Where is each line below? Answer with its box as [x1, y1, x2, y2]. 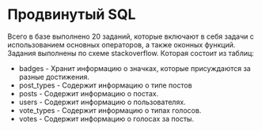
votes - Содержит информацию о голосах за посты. [18, 114, 195, 123]
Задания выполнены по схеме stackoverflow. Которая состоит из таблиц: [7, 48, 254, 58]
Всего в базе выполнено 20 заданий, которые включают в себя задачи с [7, 32, 255, 41]
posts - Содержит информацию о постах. [18, 88, 159, 98]
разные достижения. [18, 72, 90, 81]
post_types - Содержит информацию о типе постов [18, 80, 192, 90]
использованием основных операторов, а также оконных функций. [7, 39, 236, 49]
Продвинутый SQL [7, 6, 136, 24]
